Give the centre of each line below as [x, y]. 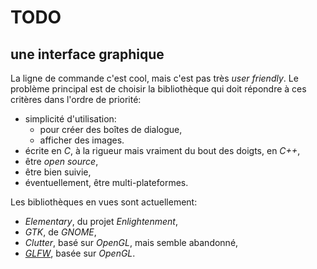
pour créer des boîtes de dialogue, [111, 129]
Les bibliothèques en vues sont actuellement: [104, 202]
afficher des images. [82, 140]
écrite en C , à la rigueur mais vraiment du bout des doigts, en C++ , [162, 150]
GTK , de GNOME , [60, 232]
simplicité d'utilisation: [70, 119]
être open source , [61, 161]
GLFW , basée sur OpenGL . [80, 253]
